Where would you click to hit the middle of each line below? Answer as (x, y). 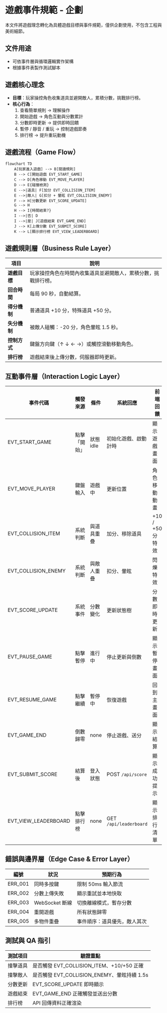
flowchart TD (19, 164)
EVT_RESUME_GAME (32, 700)
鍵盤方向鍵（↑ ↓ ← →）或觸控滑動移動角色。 (83, 344)
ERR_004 (18, 911)
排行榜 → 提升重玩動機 (43, 135)
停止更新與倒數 (124, 657)
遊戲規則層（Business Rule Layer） (60, 248)
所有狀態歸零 (92, 912)
